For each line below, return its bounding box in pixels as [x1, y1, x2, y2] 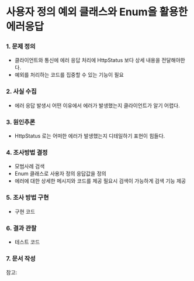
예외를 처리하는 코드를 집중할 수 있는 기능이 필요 [14, 71, 124, 78]
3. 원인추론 [6, 118, 36, 126]
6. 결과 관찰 [6, 224, 37, 232]
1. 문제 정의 [6, 42, 36, 50]
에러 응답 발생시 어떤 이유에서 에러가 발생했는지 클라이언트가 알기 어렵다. [14, 102, 180, 109]
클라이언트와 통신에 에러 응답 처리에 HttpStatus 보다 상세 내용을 [14, 57, 161, 64]
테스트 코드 [14, 238, 40, 245]
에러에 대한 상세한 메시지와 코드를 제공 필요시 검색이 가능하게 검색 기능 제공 [14, 177, 186, 184]
